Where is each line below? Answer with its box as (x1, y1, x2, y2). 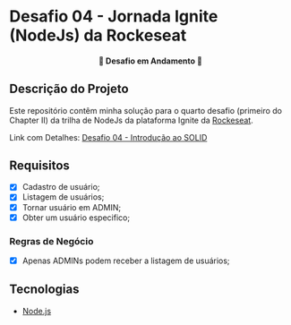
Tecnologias (9, 282, 80, 297)
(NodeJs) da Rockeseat (9, 25, 187, 46)
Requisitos (9, 158, 70, 173)
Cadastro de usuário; (21, 182, 100, 192)
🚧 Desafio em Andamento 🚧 (98, 56, 203, 66)
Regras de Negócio (9, 235, 94, 247)
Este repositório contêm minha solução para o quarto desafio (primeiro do (9, 105, 282, 115)
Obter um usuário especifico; (21, 212, 131, 223)
